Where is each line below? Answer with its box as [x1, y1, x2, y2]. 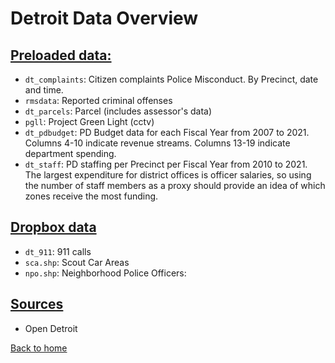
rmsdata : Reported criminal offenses [24, 95, 173, 106]
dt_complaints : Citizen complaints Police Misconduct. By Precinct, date [24, 73, 319, 85]
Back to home [10, 342, 68, 354]
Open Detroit [24, 322, 78, 334]
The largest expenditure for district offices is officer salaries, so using [24, 169, 312, 181]
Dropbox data [10, 219, 97, 236]
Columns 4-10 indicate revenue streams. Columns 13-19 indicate [24, 137, 291, 149]
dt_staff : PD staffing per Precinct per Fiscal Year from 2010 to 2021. [24, 158, 308, 170]
